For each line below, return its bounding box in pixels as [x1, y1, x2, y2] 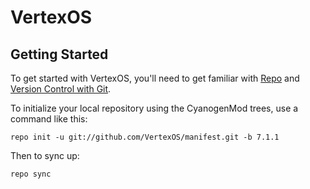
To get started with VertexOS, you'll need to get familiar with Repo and [10, 72, 300, 84]
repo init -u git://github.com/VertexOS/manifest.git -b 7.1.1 [10, 132, 280, 142]
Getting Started [10, 46, 109, 63]
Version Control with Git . [10, 83, 112, 95]
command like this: [10, 113, 88, 125]
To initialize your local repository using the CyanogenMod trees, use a [10, 102, 299, 114]
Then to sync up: [10, 150, 80, 161]
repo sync [10, 169, 52, 179]
